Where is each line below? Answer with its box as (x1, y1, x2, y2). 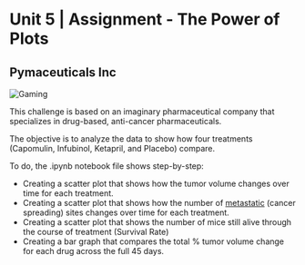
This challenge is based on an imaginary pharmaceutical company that (9, 106, 275, 117)
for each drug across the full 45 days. (22, 246, 165, 256)
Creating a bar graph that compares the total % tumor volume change (22, 236, 285, 247)
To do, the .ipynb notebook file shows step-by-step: (9, 161, 205, 172)
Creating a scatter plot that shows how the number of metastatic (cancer (22, 198, 296, 208)
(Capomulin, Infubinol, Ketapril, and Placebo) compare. (9, 143, 216, 153)
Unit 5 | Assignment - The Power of (9, 9, 280, 30)
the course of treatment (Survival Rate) (22, 227, 169, 237)
